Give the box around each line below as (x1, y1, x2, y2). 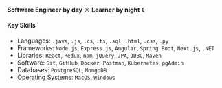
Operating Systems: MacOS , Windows (16, 73, 115, 81)
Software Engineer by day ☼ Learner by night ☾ (7, 5, 147, 14)
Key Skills (7, 21, 36, 30)
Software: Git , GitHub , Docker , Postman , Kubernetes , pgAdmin (16, 58, 184, 67)
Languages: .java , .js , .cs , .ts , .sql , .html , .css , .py (16, 36, 169, 45)
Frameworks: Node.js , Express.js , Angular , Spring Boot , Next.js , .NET (16, 43, 215, 52)
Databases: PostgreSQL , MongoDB (16, 65, 107, 74)
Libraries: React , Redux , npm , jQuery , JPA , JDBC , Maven (16, 51, 162, 59)
